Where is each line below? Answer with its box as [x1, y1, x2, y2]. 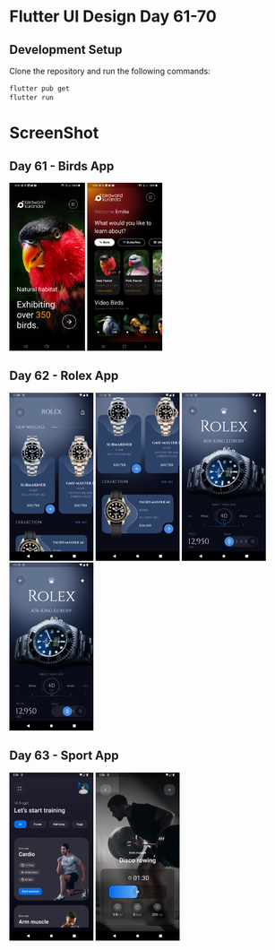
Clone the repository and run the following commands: [9, 65, 211, 76]
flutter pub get [9, 84, 70, 93]
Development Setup [9, 42, 123, 57]
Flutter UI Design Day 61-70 [9, 6, 217, 27]
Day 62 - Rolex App [9, 368, 119, 384]
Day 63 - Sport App [9, 748, 119, 764]
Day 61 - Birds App [9, 159, 115, 174]
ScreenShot [9, 123, 99, 143]
